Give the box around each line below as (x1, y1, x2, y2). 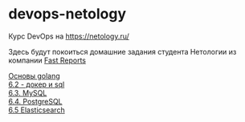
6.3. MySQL (8, 87, 47, 97)
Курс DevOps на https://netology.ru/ (8, 31, 130, 41)
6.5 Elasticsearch (8, 105, 66, 115)
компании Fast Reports (8, 55, 87, 65)
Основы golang (8, 71, 60, 80)
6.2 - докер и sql (8, 79, 65, 89)
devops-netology (8, 5, 127, 23)
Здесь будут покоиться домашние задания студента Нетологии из (8, 47, 237, 56)
